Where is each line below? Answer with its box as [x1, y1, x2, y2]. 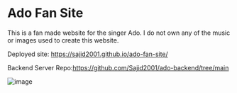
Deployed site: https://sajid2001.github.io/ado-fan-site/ [7, 50, 168, 58]
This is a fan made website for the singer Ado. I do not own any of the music [7, 28, 231, 37]
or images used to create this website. [7, 35, 119, 44]
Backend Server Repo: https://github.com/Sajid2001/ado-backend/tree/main [7, 63, 229, 72]
